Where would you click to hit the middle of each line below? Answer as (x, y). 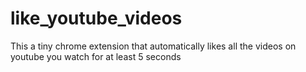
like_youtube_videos (96, 18)
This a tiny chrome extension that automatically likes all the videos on (153, 46)
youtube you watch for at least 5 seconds (96, 56)
